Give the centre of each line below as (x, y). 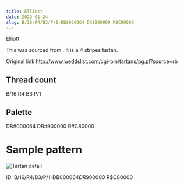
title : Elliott (24, 11)
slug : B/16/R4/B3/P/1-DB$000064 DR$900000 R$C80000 (70, 22)
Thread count (31, 80)
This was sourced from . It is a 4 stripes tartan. (62, 50)
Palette (19, 112)
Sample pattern (44, 150)
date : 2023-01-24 (27, 17)
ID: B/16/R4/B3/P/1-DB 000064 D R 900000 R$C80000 (69, 177)
